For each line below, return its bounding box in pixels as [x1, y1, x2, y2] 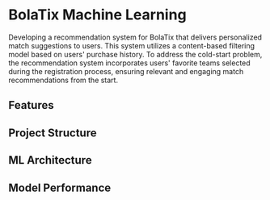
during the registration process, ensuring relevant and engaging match [8, 66, 244, 76]
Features [8, 98, 54, 112]
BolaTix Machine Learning [8, 6, 188, 24]
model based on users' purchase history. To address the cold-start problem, [8, 49, 263, 59]
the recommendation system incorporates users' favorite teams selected [8, 58, 251, 68]
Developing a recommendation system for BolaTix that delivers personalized [8, 32, 263, 42]
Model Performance [8, 181, 112, 194]
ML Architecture [8, 153, 92, 167]
